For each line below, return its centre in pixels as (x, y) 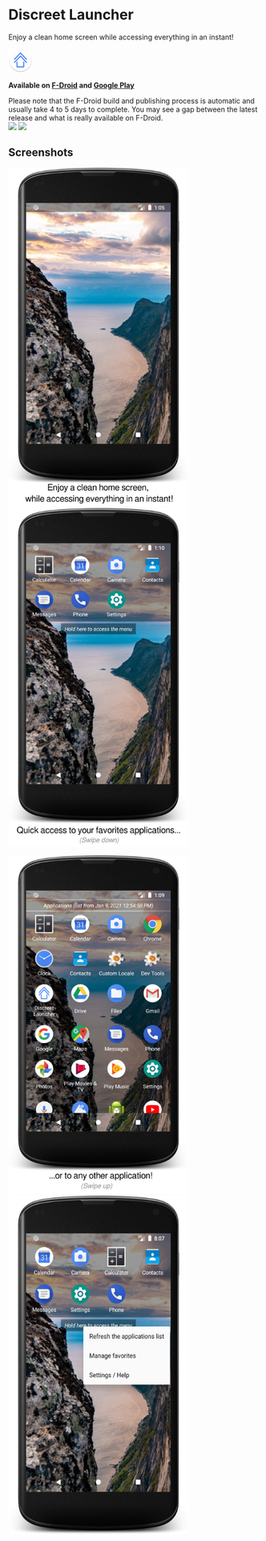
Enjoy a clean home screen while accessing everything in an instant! (121, 37)
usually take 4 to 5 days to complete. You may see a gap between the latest (133, 109)
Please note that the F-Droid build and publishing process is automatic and (131, 100)
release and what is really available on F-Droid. (86, 117)
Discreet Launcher (71, 15)
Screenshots (41, 153)
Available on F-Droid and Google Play (71, 85)
